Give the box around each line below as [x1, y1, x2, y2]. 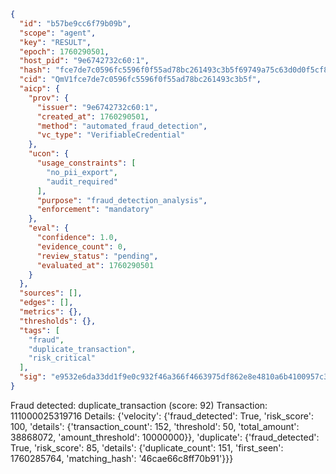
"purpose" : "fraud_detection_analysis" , [36, 195, 208, 205]
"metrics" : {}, [19, 307, 83, 317]
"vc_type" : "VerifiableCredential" [36, 130, 186, 140]
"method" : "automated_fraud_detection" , [36, 121, 208, 131]
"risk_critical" [28, 353, 97, 364]
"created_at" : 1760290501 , [36, 111, 150, 122]
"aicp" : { [19, 84, 60, 94]
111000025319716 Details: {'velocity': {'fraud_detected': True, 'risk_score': [10, 410, 314, 422]
